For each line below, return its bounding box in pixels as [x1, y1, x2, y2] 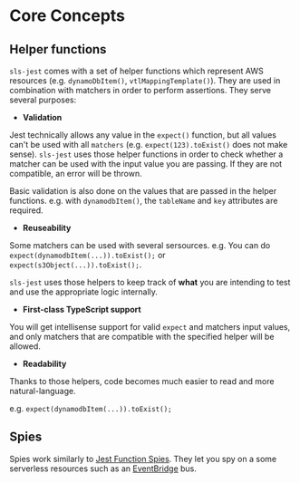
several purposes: [9, 94, 77, 105]
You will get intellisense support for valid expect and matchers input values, [9, 322, 291, 332]
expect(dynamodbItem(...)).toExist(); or [9, 250, 166, 260]
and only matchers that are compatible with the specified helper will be [9, 332, 275, 342]
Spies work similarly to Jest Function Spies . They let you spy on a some [9, 453, 277, 464]
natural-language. [9, 386, 76, 396]
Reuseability [22, 223, 72, 233]
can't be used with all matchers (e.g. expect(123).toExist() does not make [9, 140, 288, 150]
